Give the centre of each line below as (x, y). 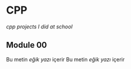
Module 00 (27, 45)
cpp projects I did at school (39, 27)
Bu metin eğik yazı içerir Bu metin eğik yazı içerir (65, 59)
